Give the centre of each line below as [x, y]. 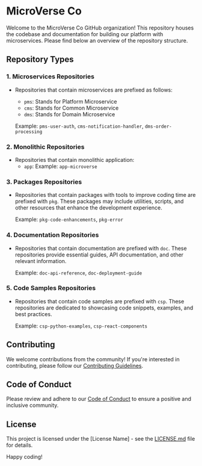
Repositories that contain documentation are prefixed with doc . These [101, 248]
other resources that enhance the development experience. [88, 208]
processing [29, 132]
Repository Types [40, 59]
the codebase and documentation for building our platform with [85, 34]
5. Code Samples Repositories [51, 288]
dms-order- [158, 126]
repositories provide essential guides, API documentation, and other [99, 255]
